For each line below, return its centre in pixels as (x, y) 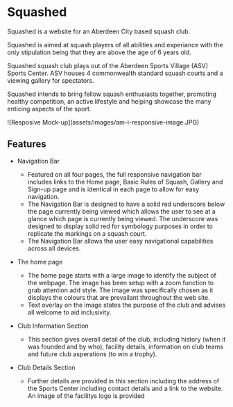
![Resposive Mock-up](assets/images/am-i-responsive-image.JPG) (103, 122)
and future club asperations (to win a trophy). (92, 354)
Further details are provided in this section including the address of (123, 381)
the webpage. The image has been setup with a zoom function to (120, 282)
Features (27, 144)
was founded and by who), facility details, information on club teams (126, 346)
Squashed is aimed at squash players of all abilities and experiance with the (115, 45)
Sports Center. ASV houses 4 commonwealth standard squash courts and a (115, 73)
